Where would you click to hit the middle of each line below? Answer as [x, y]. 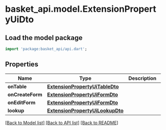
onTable [17, 86]
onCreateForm [25, 95]
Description [142, 78]
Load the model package [44, 38]
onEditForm [21, 102]
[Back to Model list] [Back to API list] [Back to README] [62, 123]
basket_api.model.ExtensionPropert [81, 9]
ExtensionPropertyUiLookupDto [85, 110]
